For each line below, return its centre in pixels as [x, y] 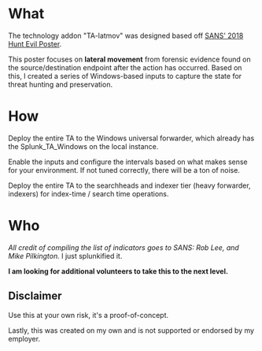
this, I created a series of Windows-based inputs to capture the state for [125, 76]
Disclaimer [35, 296]
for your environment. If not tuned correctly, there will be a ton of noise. [124, 170]
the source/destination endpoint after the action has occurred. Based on [125, 67]
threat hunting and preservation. [60, 84]
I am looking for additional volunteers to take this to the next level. [118, 271]
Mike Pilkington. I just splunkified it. [65, 256]
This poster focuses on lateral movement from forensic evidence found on [129, 59]
